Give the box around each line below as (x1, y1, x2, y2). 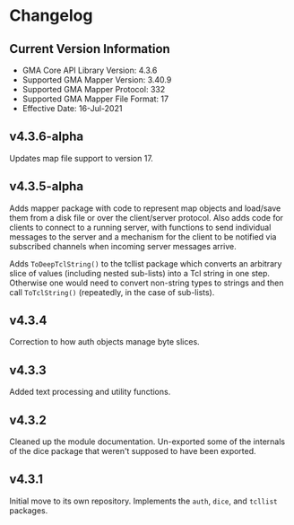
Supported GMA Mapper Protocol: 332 (22, 84, 166, 94)
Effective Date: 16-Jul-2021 (22, 103, 123, 113)
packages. (9, 504, 48, 516)
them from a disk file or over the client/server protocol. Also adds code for (9, 212, 284, 223)
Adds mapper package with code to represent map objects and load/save (9, 203, 281, 214)
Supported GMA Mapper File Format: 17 (22, 93, 169, 104)
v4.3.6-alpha (9, 129, 83, 144)
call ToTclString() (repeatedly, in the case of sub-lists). (9, 286, 215, 297)
